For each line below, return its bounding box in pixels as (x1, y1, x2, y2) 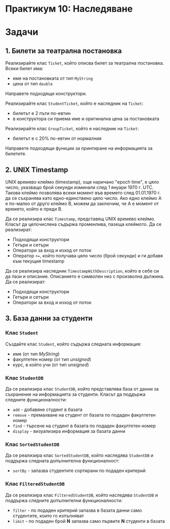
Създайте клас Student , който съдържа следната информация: (5, 341, 142, 347)
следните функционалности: (5, 396, 67, 402)
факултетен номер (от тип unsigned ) (12, 356, 91, 362)
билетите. (5, 151, 27, 157)
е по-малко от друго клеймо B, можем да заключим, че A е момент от (5, 200, 159, 207)
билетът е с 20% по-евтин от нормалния (12, 135, 101, 141)
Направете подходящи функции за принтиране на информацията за (5, 145, 153, 152)
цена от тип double (12, 81, 53, 87)
